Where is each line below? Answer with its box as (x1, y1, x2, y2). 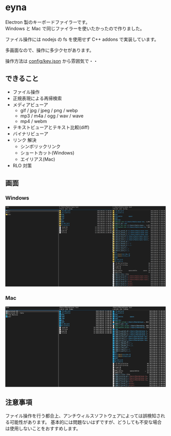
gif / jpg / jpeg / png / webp (20, 107, 78, 113)
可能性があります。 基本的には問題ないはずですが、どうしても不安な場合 (9, 419, 162, 425)
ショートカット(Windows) (20, 149, 75, 156)
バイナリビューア (12, 131, 48, 137)
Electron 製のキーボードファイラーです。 (5, 19, 90, 25)
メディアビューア (12, 101, 48, 108)
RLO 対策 (12, 162, 32, 168)
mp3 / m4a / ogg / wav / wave (20, 113, 84, 119)
